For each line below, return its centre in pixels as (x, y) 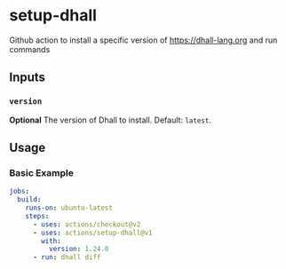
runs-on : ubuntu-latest (69, 208)
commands (30, 49)
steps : (37, 216)
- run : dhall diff (67, 257)
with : (52, 241)
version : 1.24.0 (79, 249)
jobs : (19, 192)
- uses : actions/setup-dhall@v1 (92, 233)
